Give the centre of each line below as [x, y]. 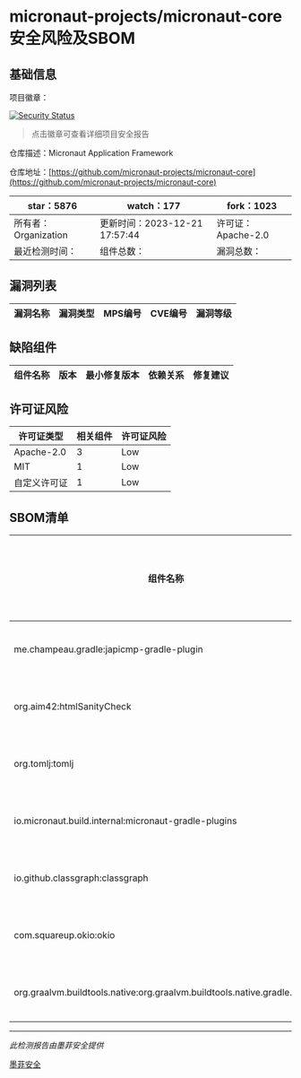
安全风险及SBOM [73, 39]
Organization [41, 235]
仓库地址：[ [30, 172]
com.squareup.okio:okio [64, 935]
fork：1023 [252, 206]
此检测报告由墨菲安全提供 [56, 1046]
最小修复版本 [113, 375]
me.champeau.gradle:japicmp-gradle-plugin [108, 649]
